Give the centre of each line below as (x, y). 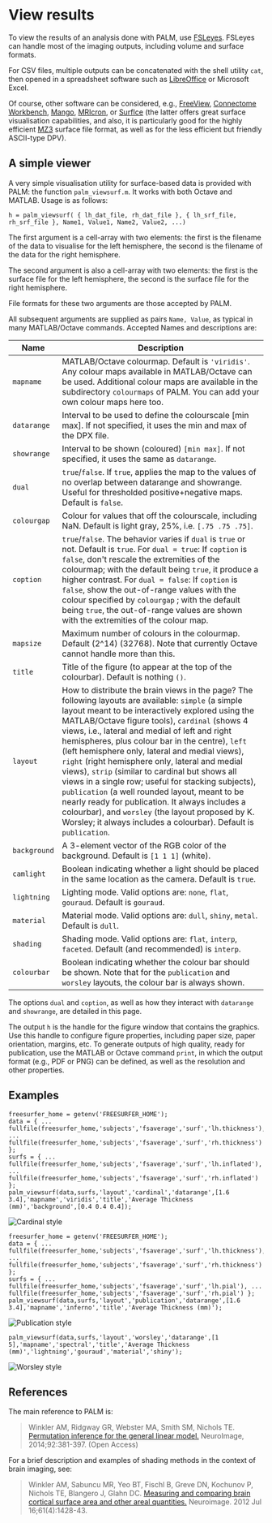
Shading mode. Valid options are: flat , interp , (149, 938)
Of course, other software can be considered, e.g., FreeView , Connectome (132, 103)
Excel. (19, 88)
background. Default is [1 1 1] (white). (136, 856)
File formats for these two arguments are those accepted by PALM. (120, 303)
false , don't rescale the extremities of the (141, 559)
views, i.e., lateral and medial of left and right (147, 731)
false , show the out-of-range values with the (149, 589)
